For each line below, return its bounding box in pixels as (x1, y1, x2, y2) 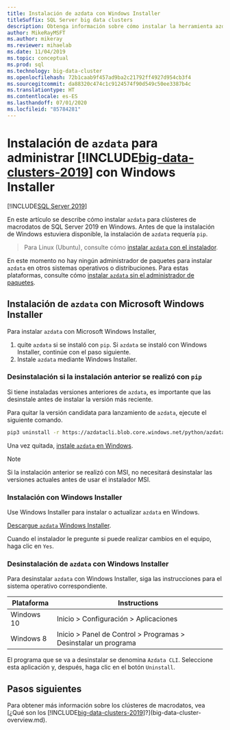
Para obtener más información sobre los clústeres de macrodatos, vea (7, 701, 205, 709)
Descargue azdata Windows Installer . (7, 521, 112, 529)
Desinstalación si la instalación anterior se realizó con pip (7, 372, 202, 382)
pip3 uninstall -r (7, 429, 60, 436)
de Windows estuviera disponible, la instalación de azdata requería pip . (7, 229, 208, 238)
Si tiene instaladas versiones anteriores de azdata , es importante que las (7, 387, 211, 396)
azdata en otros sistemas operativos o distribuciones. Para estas (7, 264, 189, 272)
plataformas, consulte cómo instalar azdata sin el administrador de (7, 271, 195, 279)
